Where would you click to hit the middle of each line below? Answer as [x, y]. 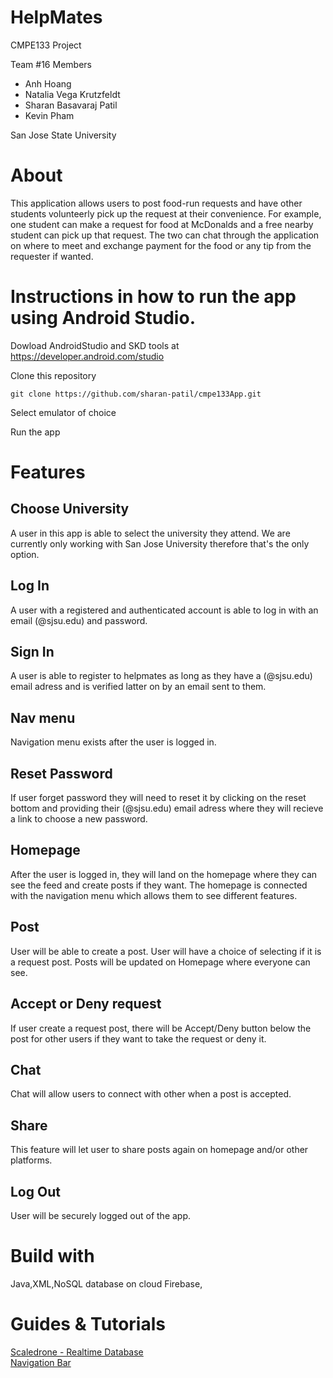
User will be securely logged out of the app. [101, 1215]
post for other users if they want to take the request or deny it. [138, 1038]
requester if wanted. [52, 256]
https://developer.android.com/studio [87, 356]
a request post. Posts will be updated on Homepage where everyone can [160, 962]
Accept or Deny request [86, 1004]
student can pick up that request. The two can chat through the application [165, 235]
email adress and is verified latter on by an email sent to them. [138, 687]
